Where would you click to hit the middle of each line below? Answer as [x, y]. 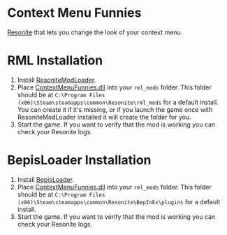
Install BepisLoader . [46, 179]
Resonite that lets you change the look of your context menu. [95, 32]
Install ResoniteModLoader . [57, 80]
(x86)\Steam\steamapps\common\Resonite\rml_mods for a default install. [118, 102]
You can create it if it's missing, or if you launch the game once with [115, 109]
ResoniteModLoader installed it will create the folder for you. [104, 117]
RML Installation [55, 60]
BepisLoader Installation [79, 161]
